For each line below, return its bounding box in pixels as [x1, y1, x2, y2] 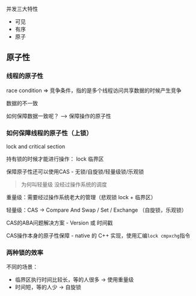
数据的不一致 [6, 99, 38, 106]
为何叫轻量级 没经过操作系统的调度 [20, 180, 107, 188]
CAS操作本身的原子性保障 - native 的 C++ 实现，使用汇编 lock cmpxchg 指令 [6, 232, 191, 239]
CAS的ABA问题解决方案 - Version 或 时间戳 [6, 219, 113, 226]
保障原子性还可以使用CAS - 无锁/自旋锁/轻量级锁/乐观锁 [6, 168, 144, 175]
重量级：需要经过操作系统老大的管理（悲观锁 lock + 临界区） [6, 193, 156, 200]
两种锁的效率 [6, 248, 44, 257]
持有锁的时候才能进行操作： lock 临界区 [6, 155, 104, 162]
